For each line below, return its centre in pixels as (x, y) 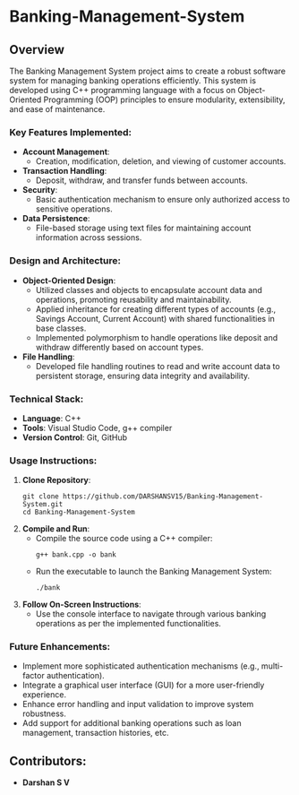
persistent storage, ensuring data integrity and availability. (143, 376)
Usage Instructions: (53, 461)
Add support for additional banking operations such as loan (132, 723)
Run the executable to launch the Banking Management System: (154, 572)
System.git (43, 505)
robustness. (44, 713)
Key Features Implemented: (71, 132)
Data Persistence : (56, 219)
